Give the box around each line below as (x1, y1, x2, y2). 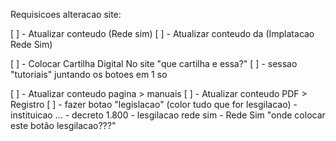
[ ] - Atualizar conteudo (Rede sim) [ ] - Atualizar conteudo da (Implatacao (10, 28, 315, 39)
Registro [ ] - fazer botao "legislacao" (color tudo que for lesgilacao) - (10, 99, 298, 110)
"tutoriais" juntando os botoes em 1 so (10, 69, 168, 80)
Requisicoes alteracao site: (10, 9, 122, 20)
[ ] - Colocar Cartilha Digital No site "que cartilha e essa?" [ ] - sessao (10, 58, 298, 69)
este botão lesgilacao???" (10, 120, 117, 131)
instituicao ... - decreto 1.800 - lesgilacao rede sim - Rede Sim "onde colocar (10, 109, 326, 121)
